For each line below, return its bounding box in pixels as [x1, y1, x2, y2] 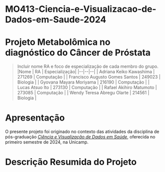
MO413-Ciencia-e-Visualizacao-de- [5, 3, 157, 15]
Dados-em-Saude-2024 [5, 14, 106, 25]
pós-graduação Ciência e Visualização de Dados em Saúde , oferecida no [5, 134, 156, 140]
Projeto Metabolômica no [5, 37, 111, 48]
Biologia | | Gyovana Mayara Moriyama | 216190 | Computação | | [17, 79, 150, 85]
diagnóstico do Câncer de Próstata [5, 47, 151, 58]
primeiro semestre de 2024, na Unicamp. [5, 139, 89, 145]
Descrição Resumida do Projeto [5, 157, 137, 168]
